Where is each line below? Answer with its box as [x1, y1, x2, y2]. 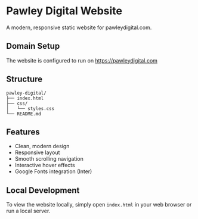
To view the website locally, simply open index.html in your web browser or [6, 201, 192, 208]
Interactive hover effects [14, 162, 76, 169]
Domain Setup [6, 41, 60, 51]
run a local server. [6, 207, 51, 215]
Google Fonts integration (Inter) [14, 168, 92, 175]
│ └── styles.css [6, 105, 55, 111]
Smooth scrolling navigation [14, 155, 83, 162]
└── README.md [6, 111, 42, 117]
